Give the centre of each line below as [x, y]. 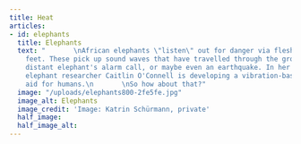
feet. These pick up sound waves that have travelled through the [152, 59]
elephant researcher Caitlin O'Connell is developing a [132, 76]
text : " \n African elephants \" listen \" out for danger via [144, 51]
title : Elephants [50, 42]
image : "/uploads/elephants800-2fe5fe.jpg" [99, 92]
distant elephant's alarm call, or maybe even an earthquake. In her [158, 68]
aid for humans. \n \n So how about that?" [116, 84]
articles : [28, 26]
